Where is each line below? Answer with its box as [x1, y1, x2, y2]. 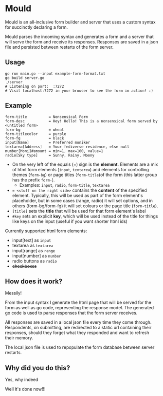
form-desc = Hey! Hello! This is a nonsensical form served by [5, 119, 158, 123]
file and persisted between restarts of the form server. [5, 44, 114, 50]
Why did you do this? [5, 364, 71, 372]
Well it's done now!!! [5, 386, 46, 392]
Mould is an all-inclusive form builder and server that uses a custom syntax [5, 19, 156, 25]
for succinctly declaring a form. [5, 24, 68, 30]
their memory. [5, 335, 33, 341]
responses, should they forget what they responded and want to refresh [5, 330, 149, 336]
